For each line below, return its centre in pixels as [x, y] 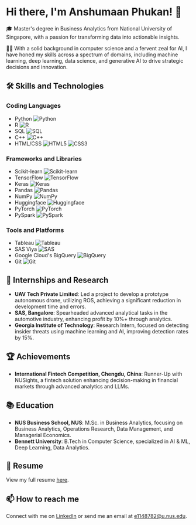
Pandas [24, 190]
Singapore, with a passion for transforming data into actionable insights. [93, 37]
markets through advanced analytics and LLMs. [72, 386]
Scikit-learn [28, 171]
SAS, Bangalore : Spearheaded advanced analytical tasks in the [91, 313]
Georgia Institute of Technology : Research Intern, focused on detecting [102, 325]
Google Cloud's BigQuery [45, 255]
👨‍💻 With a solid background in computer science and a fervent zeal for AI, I [97, 48]
